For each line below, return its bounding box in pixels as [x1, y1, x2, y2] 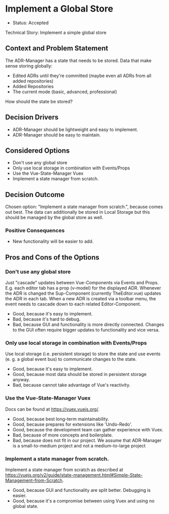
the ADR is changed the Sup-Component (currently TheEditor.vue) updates [5, 290, 161, 296]
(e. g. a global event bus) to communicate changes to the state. [5, 356, 137, 362]
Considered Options [5, 146, 70, 155]
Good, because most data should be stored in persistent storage [12, 371, 147, 377]
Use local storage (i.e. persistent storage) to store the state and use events [5, 351, 160, 357]
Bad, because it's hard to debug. [12, 316, 81, 323]
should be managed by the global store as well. [5, 215, 103, 221]
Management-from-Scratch [5, 477, 63, 484]
